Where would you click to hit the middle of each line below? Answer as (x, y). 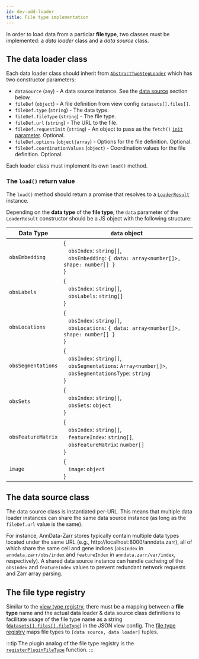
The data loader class (47, 59)
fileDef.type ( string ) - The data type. (62, 110)
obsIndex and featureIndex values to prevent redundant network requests (96, 567)
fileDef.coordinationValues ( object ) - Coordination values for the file (100, 148)
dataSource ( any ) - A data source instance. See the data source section (101, 91)
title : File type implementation (47, 17)
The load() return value (41, 181)
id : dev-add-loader (30, 12)
